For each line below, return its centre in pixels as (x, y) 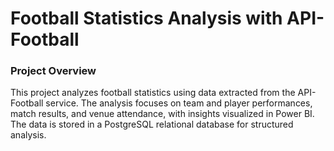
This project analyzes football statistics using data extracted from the (153, 93)
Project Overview (53, 71)
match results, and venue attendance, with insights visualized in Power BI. (162, 114)
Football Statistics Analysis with (146, 18)
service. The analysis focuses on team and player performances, (179, 103)
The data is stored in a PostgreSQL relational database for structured (152, 124)
